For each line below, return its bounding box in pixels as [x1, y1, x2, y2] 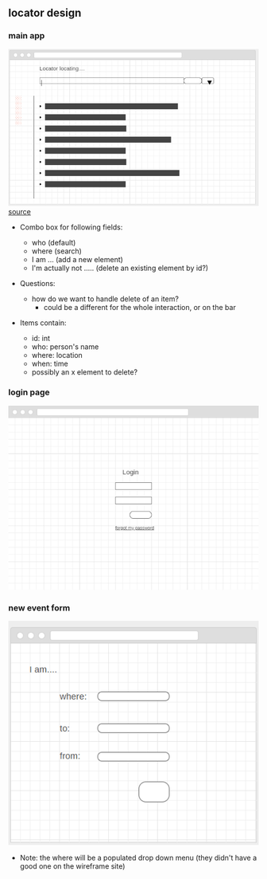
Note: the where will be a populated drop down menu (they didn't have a [19, 853, 257, 863]
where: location [31, 350, 83, 359]
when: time [31, 359, 69, 368]
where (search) [31, 246, 82, 256]
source [8, 206, 32, 216]
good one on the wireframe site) [19, 861, 126, 871]
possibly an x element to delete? [31, 367, 137, 377]
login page [8, 387, 50, 398]
